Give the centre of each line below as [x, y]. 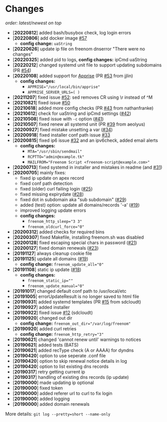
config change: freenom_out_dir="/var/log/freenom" [75, 323]
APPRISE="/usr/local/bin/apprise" [64, 87]
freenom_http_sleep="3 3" [55, 221]
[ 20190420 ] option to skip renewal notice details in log [70, 361]
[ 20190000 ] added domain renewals [51, 404]
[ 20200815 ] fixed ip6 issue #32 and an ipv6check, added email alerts [85, 140]
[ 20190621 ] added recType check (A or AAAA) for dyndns [73, 350]
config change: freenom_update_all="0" [62, 264]
